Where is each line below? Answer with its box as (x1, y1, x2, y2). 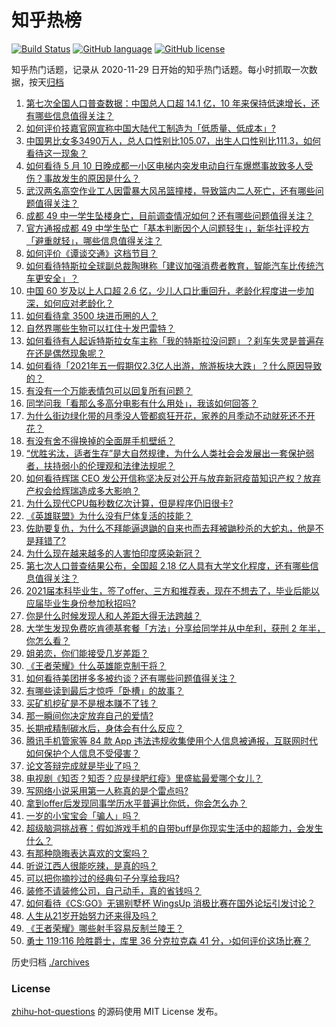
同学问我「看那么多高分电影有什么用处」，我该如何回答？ (25, 397, 259, 409)
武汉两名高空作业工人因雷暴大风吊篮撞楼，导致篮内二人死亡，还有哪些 (25, 184, 316, 196)
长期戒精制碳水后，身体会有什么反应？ (25, 722, 184, 734)
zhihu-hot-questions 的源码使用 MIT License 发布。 (11, 1006, 224, 1018)
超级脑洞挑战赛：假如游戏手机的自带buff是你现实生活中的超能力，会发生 (25, 822, 324, 834)
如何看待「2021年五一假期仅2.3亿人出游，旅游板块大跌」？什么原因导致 (25, 359, 323, 371)
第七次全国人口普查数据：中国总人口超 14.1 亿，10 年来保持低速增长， (25, 97, 311, 109)
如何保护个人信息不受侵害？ (25, 747, 141, 759)
